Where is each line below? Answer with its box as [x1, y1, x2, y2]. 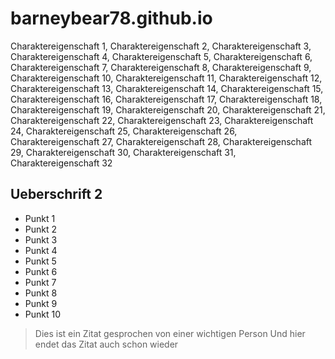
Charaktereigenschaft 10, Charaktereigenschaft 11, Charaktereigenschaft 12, [10, 72, 323, 84]
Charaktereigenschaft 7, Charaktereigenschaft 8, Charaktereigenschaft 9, [10, 61, 312, 73]
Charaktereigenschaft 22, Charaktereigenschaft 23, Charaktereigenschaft [10, 114, 314, 126]
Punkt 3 [24, 233, 58, 246]
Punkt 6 [24, 265, 58, 277]
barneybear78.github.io [10, 7, 213, 30]
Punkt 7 [24, 276, 57, 288]
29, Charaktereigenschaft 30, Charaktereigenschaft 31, [10, 146, 237, 158]
